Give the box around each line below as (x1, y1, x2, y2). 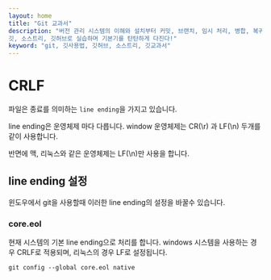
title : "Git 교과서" (8, 19, 73, 27)
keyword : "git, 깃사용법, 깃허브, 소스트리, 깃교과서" (8, 42, 171, 50)
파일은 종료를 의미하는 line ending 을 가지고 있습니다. (8, 104, 177, 114)
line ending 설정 (8, 174, 88, 188)
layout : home (8, 11, 52, 20)
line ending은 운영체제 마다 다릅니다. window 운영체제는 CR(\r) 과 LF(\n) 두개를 (8, 122, 261, 132)
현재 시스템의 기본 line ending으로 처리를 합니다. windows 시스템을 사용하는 (8, 237, 248, 247)
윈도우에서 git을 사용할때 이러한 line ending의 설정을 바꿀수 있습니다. (8, 197, 226, 207)
